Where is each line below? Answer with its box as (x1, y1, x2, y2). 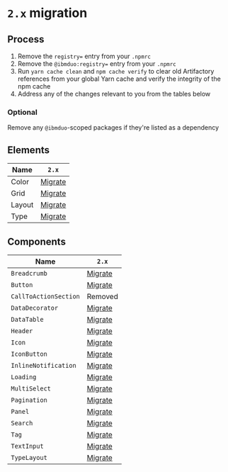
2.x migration (7, 5, 88, 21)
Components (7, 235, 66, 247)
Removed (86, 291, 118, 301)
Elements (7, 144, 50, 156)
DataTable (11, 315, 44, 323)
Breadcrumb (11, 269, 47, 277)
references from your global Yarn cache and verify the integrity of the (17, 74, 221, 83)
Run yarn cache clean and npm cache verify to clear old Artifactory (17, 67, 215, 75)
